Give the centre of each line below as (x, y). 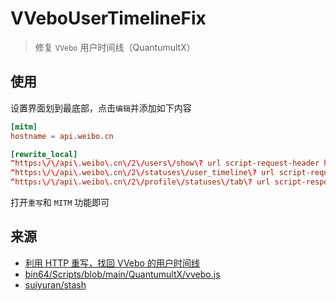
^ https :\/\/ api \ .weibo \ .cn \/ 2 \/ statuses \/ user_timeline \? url (142, 173)
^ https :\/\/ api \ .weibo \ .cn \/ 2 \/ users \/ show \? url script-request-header (165, 163)
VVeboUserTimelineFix (108, 18)
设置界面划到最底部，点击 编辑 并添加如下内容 (101, 108)
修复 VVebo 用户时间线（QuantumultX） (115, 47)
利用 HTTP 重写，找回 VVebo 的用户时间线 (112, 263)
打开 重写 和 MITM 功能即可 (60, 202)
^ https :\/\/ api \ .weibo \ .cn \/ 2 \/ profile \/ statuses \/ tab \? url (140, 182)
